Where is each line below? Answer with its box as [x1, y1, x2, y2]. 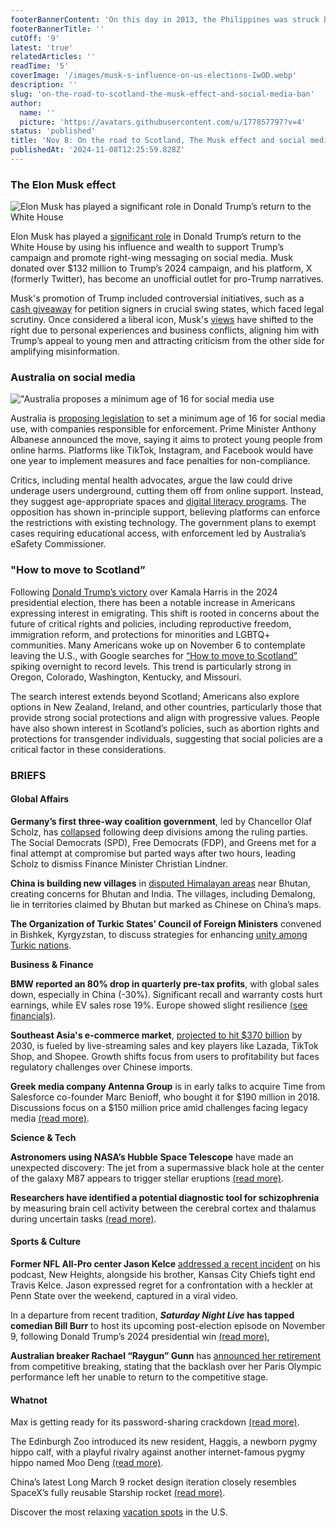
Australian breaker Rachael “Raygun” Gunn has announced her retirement [10, 1350, 322, 1362]
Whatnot [10, 1394, 48, 1406]
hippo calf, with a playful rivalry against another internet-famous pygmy [10, 1446, 306, 1458]
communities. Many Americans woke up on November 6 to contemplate [10, 639, 306, 651]
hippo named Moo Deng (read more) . [10, 1457, 164, 1469]
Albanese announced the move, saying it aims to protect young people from [10, 434, 323, 446]
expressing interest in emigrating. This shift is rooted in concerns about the [10, 607, 320, 619]
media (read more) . [10, 1112, 90, 1124]
